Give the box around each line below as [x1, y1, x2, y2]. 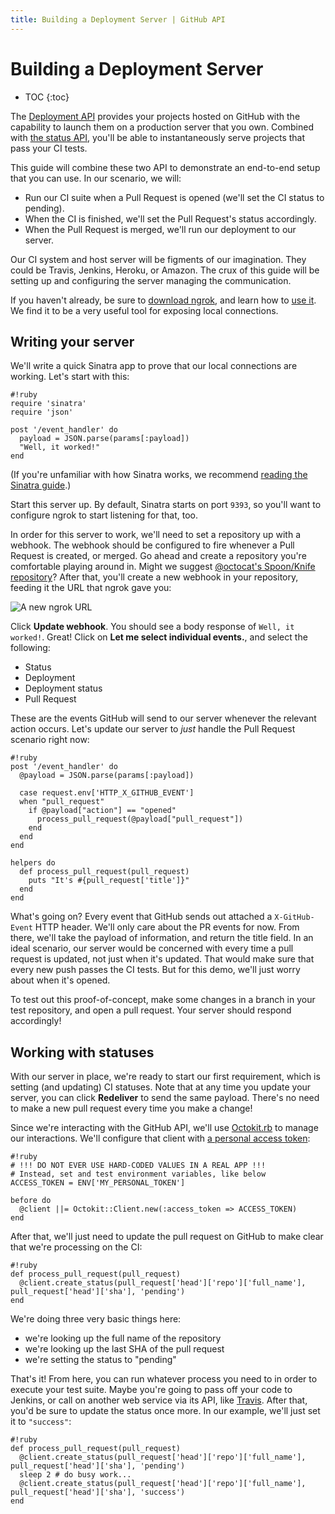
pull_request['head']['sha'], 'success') [10, 1487, 186, 1498]
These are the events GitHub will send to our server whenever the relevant [10, 712, 317, 725]
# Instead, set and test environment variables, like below [10, 1169, 267, 1180]
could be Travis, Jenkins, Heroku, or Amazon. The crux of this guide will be [10, 264, 320, 276]
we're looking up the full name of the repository [24, 1332, 222, 1345]
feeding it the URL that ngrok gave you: [10, 582, 172, 594]
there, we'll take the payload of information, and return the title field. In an [10, 932, 314, 944]
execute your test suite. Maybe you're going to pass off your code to [10, 1384, 293, 1396]
